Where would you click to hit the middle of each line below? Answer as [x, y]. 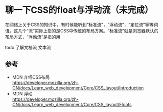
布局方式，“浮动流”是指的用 [33, 37]
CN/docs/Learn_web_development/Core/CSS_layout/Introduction [78, 88]
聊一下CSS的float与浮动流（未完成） [79, 10]
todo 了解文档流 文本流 [28, 47]
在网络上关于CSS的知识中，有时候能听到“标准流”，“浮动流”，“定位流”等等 [80, 25]
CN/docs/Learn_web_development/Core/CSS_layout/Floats [72, 104]
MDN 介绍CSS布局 [31, 77]
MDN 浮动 [22, 93]
